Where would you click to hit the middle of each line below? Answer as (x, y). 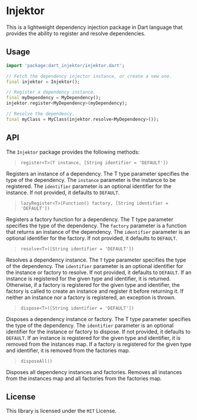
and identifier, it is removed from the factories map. (68, 350)
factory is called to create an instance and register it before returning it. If (95, 291)
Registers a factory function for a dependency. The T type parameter (90, 219)
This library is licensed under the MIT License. (61, 411)
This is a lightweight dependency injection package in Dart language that (94, 27)
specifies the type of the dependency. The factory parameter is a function (96, 226)
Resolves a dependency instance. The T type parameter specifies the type (96, 260)
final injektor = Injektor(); (43, 82)
